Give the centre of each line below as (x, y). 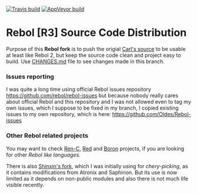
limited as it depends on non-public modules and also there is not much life (97, 178)
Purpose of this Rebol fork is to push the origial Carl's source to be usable (96, 49)
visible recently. (25, 185)
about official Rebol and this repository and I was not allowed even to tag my (98, 102)
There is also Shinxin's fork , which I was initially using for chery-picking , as (97, 166)
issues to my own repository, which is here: (59, 114)
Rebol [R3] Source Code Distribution (96, 33)
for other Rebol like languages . (44, 155)
